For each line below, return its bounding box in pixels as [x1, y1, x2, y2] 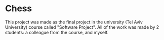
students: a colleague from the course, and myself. [5, 29, 109, 35]
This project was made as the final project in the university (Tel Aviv [5, 19, 143, 25]
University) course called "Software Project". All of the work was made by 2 [5, 24, 159, 30]
